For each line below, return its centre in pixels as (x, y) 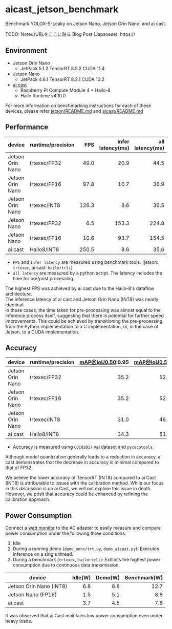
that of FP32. (19, 468)
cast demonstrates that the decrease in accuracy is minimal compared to (82, 463)
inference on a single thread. (43, 554)
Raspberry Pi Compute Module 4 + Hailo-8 (66, 90)
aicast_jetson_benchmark (62, 9)
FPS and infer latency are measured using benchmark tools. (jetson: (85, 262)
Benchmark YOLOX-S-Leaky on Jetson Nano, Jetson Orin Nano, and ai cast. (86, 24)
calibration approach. (28, 499)
